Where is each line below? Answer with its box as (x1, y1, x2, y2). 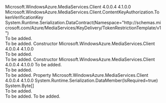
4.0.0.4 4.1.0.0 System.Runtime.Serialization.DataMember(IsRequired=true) (5, 78, 158, 83)
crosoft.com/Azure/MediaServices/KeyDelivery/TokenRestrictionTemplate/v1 (5, 25, 161, 31)
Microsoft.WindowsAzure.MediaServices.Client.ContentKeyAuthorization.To (5, 9, 160, 15)
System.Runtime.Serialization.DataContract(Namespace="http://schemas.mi (5, 20, 161, 25)
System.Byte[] (5, 83, 35, 89)
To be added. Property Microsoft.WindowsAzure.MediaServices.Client (5, 72, 149, 78)
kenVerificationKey (5, 14, 44, 20)
